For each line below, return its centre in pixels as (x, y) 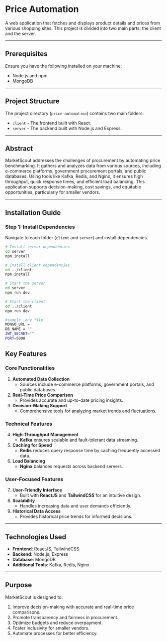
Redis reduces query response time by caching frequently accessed (90, 450)
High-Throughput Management (45, 434)
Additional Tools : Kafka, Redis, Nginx (51, 565)
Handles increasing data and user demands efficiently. (76, 506)
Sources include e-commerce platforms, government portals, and (87, 384)
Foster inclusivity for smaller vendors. (51, 628)
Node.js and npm (30, 75)
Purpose (19, 585)
